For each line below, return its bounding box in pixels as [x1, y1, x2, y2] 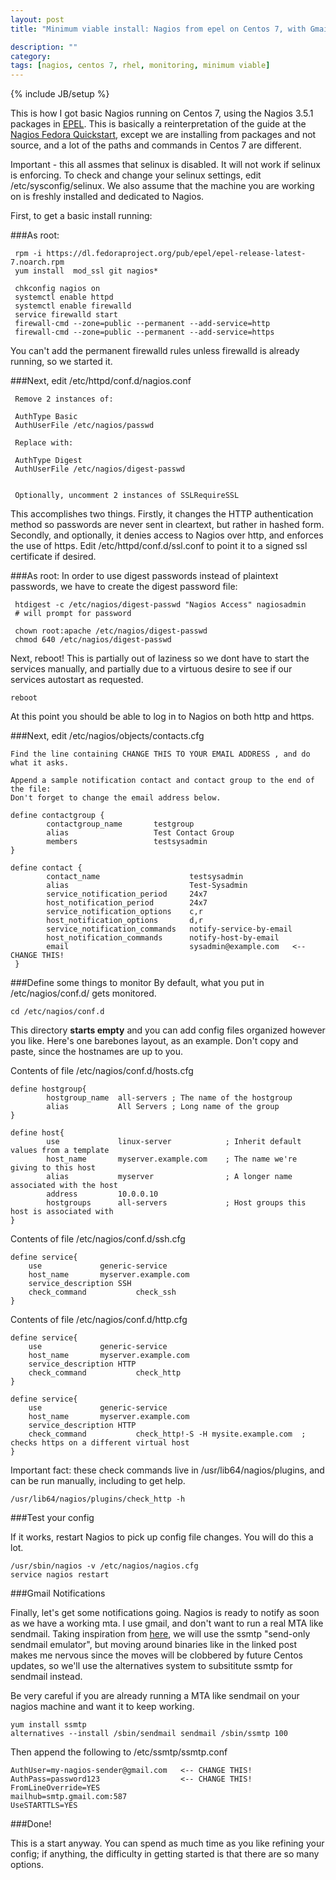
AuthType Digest [14, 456, 83, 466]
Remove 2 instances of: [14, 394, 114, 405]
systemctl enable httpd [14, 292, 114, 303]
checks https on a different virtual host [10, 1438, 190, 1448]
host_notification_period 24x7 [46, 898, 208, 908]
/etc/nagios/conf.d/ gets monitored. [10, 987, 157, 1000]
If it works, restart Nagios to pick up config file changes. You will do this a [10, 1531, 314, 1543]
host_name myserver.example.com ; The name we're [46, 1154, 298, 1165]
